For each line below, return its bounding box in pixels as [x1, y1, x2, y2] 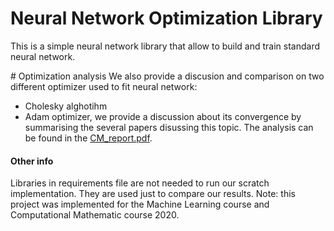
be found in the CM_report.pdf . [24, 132, 153, 144]
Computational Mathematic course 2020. [10, 209, 180, 221]
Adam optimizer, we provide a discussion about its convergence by [24, 110, 302, 122]
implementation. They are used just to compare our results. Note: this [10, 188, 296, 200]
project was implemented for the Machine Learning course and [10, 198, 270, 211]
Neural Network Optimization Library [10, 7, 323, 30]
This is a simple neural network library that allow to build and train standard [10, 40, 321, 52]
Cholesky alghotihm [24, 100, 108, 112]
